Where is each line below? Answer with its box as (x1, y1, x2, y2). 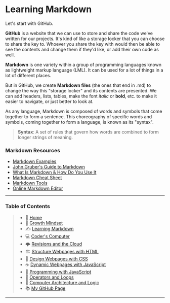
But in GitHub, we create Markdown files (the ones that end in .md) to (5, 82, 151, 88)
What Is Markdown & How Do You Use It (12, 169, 97, 176)
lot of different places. (5, 72, 52, 78)
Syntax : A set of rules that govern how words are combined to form (17, 128, 159, 135)
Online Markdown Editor (12, 185, 63, 191)
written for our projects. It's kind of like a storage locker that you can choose (5, 36, 165, 42)
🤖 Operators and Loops (25, 274, 74, 280)
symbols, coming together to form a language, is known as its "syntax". (5, 119, 154, 125)
